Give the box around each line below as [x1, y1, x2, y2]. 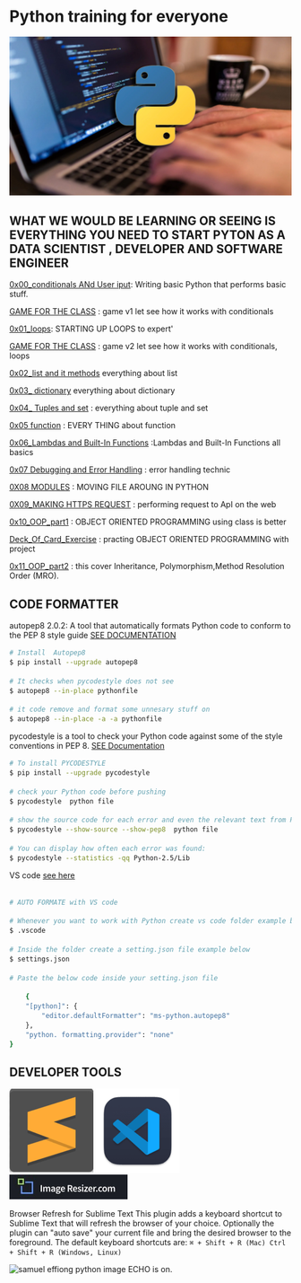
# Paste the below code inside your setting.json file [9, 973, 219, 982]
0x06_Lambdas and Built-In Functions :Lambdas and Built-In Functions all [9, 437, 280, 448]
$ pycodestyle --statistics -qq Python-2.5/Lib [9, 853, 191, 863]
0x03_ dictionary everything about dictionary [9, 385, 176, 396]
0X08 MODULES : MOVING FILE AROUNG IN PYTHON [9, 482, 209, 493]
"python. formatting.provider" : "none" [25, 1030, 175, 1039]
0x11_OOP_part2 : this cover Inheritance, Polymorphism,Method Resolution [9, 561, 285, 572]
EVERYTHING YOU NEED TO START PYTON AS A [9, 227, 286, 242]
